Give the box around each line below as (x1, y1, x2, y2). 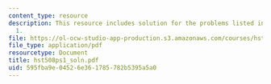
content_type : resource (8, 11, 89, 20)
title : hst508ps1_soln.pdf (8, 57, 99, 65)
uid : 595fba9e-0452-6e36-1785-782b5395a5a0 (8, 64, 157, 72)
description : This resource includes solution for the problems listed (8, 19, 254, 27)
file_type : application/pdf (8, 42, 103, 50)
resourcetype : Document (8, 49, 89, 57)
